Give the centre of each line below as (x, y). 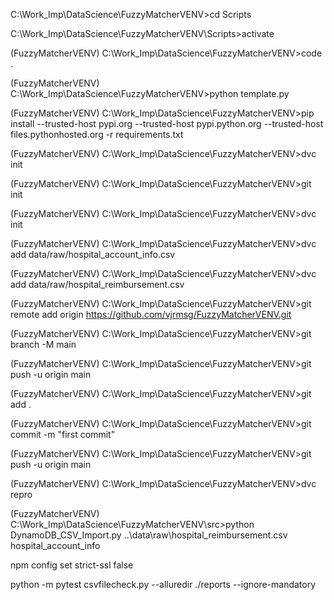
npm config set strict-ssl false (72, 565)
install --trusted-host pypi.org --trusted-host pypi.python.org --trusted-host (167, 123)
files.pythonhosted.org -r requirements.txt (97, 134)
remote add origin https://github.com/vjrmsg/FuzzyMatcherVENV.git (151, 314)
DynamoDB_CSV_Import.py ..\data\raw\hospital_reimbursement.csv (149, 535)
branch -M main (43, 344)
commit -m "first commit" (63, 434)
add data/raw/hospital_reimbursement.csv (97, 284)
